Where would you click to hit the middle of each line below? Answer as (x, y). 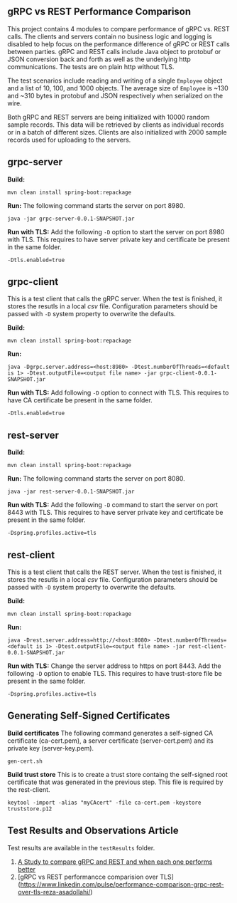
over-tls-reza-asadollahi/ (54, 892)
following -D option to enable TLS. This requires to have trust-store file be (115, 674)
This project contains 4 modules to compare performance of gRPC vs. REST (118, 28)
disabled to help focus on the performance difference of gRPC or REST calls (119, 44)
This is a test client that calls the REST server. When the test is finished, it (115, 572)
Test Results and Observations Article (93, 831)
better (26, 869)
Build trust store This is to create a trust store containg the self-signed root (118, 774)
